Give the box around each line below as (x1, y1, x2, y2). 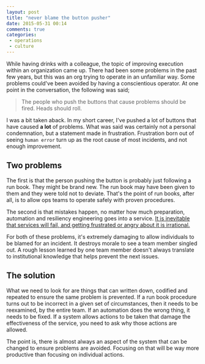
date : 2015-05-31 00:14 (6, 20, 67, 26)
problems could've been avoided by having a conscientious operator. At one (6, 79, 199, 87)
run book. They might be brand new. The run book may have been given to (6, 183, 195, 190)
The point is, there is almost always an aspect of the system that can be (6, 338, 188, 345)
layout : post (6, 9, 40, 15)
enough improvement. (6, 142, 62, 150)
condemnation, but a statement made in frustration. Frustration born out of (6, 130, 195, 137)
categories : (6, 32, 37, 38)
